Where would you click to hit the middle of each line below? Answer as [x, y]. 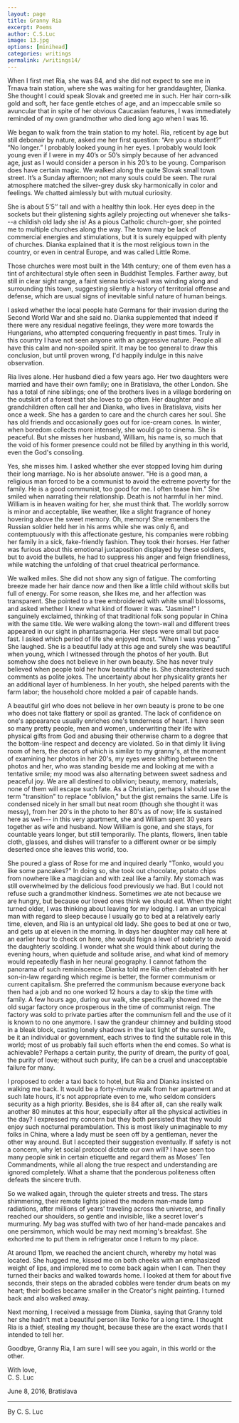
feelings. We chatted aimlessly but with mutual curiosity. [90, 192]
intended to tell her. [36, 1334]
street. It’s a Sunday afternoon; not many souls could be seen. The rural [112, 177]
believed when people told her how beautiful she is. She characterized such [118, 669]
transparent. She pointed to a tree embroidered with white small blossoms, [117, 601]
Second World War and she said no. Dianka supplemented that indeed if [113, 317]
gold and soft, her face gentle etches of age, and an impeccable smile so [115, 103]
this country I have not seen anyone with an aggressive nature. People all [115, 340]
